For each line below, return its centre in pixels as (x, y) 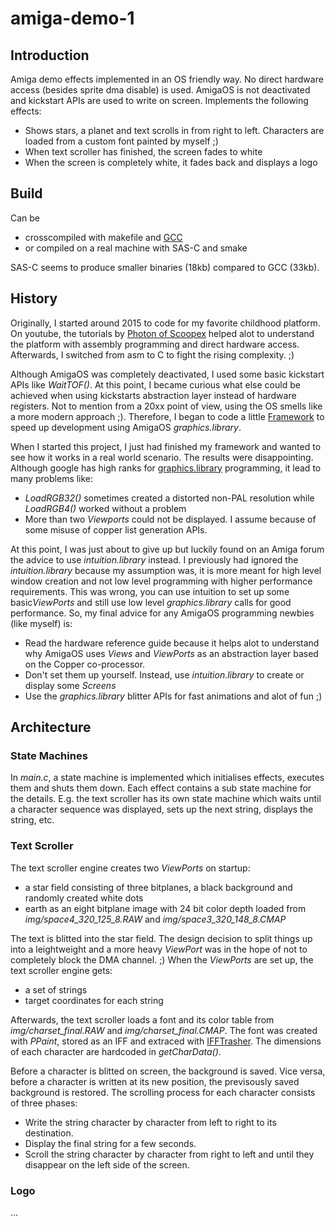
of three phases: (44, 1103)
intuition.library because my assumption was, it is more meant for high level (166, 570)
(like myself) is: (41, 623)
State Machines (49, 755)
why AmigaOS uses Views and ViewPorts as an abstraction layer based (171, 653)
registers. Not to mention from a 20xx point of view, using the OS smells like (166, 406)
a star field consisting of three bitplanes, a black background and (158, 887)
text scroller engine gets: (61, 970)
